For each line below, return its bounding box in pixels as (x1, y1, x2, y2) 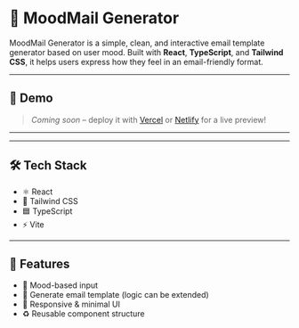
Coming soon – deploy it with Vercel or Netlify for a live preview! (30, 114, 267, 125)
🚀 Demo (9, 91, 53, 106)
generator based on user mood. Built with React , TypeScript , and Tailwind (9, 46, 284, 57)
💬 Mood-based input (21, 280, 99, 291)
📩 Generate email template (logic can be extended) (21, 290, 209, 300)
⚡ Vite (21, 218, 44, 230)
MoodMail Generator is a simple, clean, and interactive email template (9, 37, 265, 48)
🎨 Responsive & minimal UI (21, 299, 120, 310)
